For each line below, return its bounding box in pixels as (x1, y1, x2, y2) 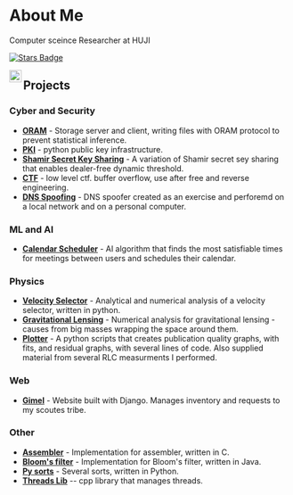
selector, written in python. (21, 305, 121, 316)
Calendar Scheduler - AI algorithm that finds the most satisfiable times (21, 243, 283, 254)
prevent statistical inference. (21, 135, 127, 145)
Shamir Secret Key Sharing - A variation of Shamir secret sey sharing (21, 153, 279, 164)
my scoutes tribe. (21, 404, 86, 415)
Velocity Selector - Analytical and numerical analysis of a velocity (21, 295, 265, 306)
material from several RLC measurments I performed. (21, 352, 218, 363)
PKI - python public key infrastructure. (21, 144, 163, 154)
